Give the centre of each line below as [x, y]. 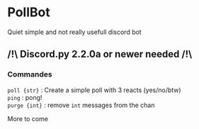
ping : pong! [25, 97]
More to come [28, 118]
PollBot [29, 12]
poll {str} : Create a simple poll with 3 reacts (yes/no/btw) [95, 90]
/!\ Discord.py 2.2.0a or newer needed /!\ [100, 54]
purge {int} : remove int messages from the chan [81, 105]
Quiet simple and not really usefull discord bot [74, 32]
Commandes [30, 74]
